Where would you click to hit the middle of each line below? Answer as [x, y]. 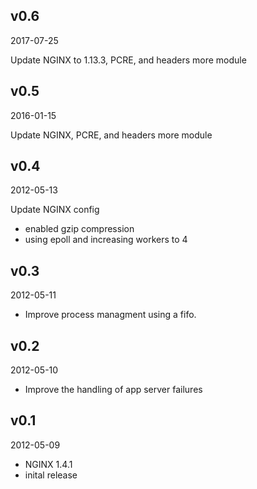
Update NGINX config [55, 210]
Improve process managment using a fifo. [110, 315]
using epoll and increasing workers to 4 [106, 240]
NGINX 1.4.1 [48, 464]
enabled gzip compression [79, 229]
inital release [51, 475]
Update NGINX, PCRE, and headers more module [111, 135]
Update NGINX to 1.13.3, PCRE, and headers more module [128, 60]
